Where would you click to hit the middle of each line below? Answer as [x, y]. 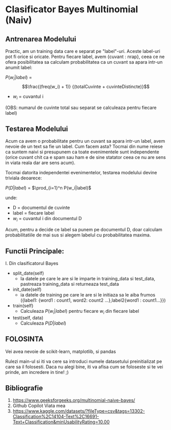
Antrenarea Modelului [41, 39]
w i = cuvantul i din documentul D [47, 219]
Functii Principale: [35, 251]
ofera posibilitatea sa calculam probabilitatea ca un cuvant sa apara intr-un [84, 62]
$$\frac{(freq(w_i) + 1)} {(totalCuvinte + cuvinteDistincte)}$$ [86, 86]
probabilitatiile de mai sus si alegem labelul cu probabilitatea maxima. [78, 235]
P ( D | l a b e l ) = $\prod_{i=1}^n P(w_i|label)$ [48, 188]
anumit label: [19, 68]
